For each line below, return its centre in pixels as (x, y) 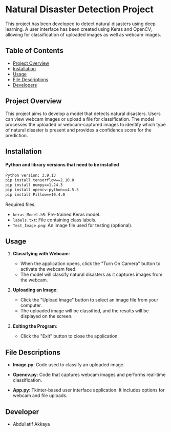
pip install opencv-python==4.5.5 (42, 190)
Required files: (20, 204)
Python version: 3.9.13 (31, 176)
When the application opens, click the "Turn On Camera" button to (90, 264)
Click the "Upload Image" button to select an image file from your (89, 300)
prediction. (17, 135)
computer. (31, 305)
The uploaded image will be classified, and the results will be (85, 311)
